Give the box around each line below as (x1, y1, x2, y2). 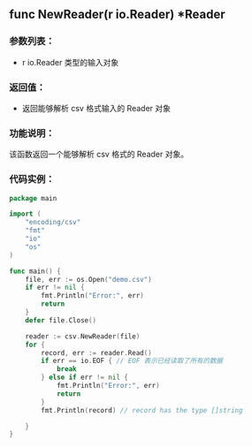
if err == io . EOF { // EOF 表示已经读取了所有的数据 (41, 357, 224, 366)
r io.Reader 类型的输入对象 (21, 57, 119, 67)
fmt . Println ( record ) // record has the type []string (41, 405, 243, 414)
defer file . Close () (25, 315, 97, 325)
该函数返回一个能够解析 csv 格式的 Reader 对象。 (9, 149, 188, 160)
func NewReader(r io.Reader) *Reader (9, 7, 225, 22)
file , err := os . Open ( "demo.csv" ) (25, 275, 152, 284)
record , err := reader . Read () (41, 348, 152, 357)
